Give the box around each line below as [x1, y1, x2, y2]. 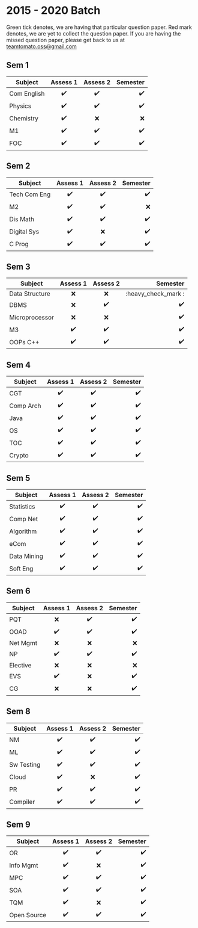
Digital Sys [9, 227, 40, 236]
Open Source [9, 911, 47, 919]
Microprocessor [9, 313, 54, 321]
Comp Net [9, 515, 38, 523]
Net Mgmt [9, 639, 38, 647]
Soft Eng [9, 564, 34, 572]
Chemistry [9, 114, 39, 123]
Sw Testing [9, 761, 41, 769]
